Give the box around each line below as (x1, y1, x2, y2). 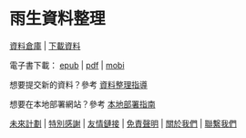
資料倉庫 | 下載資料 (9, 40, 81, 51)
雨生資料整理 (9, 8, 107, 29)
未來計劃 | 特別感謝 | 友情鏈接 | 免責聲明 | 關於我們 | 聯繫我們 (9, 118, 237, 129)
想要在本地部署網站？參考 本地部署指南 (9, 98, 156, 110)
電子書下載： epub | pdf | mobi (9, 59, 125, 70)
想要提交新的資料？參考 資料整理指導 (9, 79, 148, 90)
